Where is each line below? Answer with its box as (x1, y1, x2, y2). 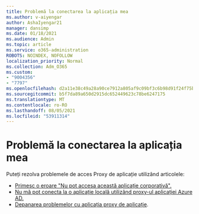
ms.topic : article (6, 42, 52, 48)
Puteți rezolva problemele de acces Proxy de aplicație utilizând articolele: (6, 171, 185, 178)
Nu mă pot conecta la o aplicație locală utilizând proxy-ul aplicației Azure (14, 189, 192, 196)
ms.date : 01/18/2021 (6, 31, 57, 37)
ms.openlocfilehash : (6, 86, 57, 92)
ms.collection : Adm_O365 (6, 63, 68, 70)
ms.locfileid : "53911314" (6, 113, 70, 119)
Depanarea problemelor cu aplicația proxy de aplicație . (14, 201, 149, 208)
